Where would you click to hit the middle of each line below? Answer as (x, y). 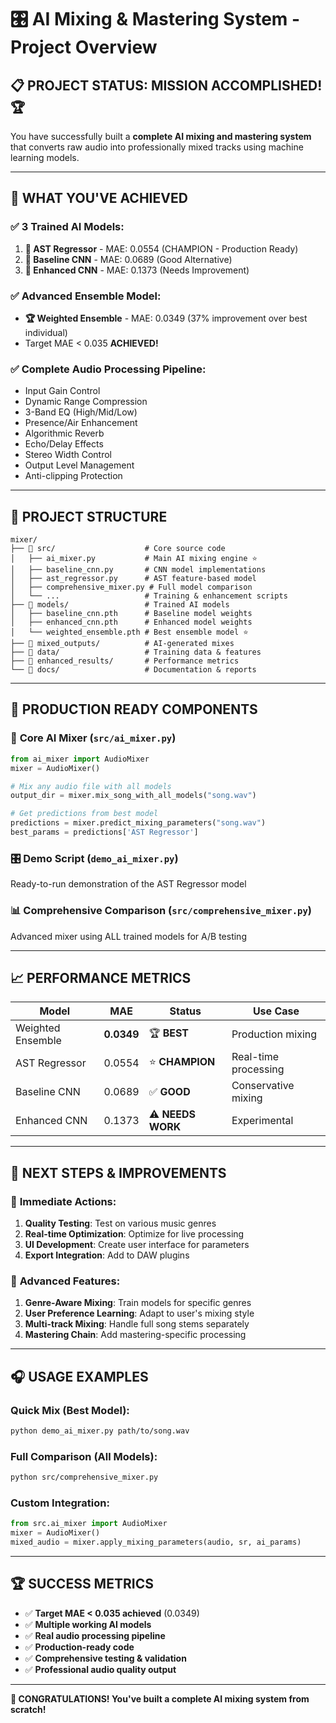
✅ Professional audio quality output (100, 1669)
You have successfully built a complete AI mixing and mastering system (161, 136)
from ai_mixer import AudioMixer (80, 759)
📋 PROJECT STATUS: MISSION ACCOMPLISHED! (166, 85)
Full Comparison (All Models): (84, 1456)
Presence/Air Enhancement (81, 423)
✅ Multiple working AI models (88, 1624)
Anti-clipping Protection (73, 476)
